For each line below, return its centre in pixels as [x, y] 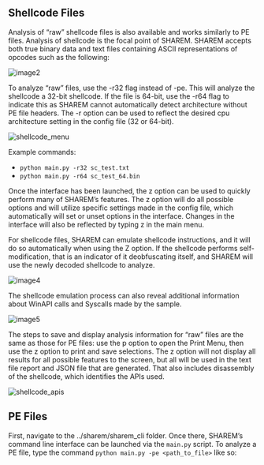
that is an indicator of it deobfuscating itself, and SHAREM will [153, 257]
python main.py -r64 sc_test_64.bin [80, 176]
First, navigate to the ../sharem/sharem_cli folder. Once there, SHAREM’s [126, 435]
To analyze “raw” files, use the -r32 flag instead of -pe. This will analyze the [132, 88]
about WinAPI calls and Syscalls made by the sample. [95, 304]
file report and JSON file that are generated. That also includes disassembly [131, 368]
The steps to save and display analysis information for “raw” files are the [126, 334]
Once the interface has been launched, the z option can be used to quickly [129, 191]
